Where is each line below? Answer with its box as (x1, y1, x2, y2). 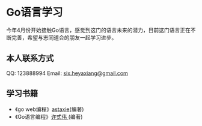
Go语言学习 (6, 5, 63, 19)
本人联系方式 (6, 53, 54, 64)
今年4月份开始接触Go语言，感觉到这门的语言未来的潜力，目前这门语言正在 (6, 26, 191, 34)
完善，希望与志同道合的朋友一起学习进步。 (11, 34, 117, 41)
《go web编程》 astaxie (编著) (14, 106, 84, 113)
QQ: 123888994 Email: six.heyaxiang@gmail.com (6, 70, 128, 77)
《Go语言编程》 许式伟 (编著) (14, 113, 83, 120)
